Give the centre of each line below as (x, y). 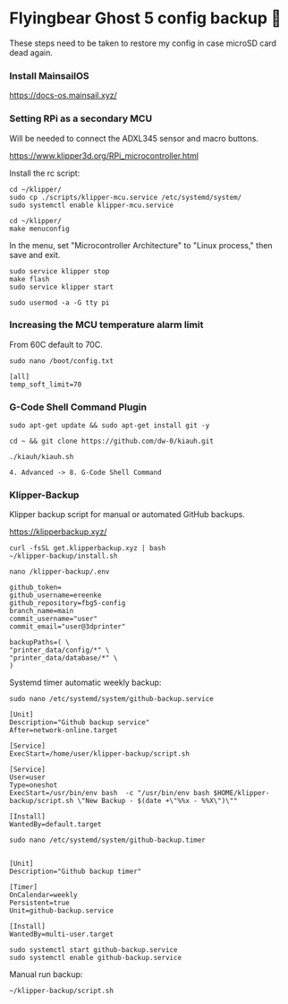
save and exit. (35, 255)
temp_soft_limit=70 (46, 385)
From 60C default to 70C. (56, 344)
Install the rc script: (45, 173)
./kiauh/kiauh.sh (42, 457)
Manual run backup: (46, 974)
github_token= (36, 588)
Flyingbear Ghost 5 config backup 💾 (145, 18)
